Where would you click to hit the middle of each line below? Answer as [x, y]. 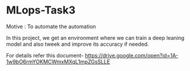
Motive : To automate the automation [51, 26]
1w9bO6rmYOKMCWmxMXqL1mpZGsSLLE [58, 62]
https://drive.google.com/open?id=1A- [132, 55]
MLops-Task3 [41, 10]
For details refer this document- [45, 55]
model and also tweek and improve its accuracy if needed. [78, 44]
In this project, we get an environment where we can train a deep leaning [95, 38]
